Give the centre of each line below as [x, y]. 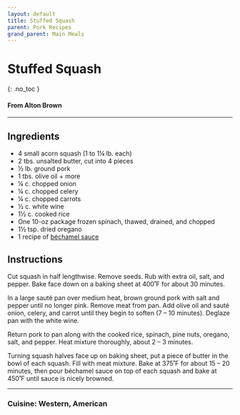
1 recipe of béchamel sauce [58, 237]
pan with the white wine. [44, 321]
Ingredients [34, 136]
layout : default [31, 14]
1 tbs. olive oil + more [49, 176]
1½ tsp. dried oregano [50, 230]
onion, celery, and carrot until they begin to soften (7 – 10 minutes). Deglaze [119, 313]
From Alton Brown [35, 105]
